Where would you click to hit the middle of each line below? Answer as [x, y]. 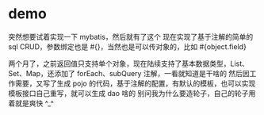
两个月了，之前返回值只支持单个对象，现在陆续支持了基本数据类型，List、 [129, 63]
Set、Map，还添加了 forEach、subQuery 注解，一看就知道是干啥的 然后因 [129, 73]
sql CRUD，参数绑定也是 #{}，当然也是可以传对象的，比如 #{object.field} [128, 46]
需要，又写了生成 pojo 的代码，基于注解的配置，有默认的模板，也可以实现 [135, 83]
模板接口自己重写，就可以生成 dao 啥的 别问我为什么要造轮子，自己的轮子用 [132, 93]
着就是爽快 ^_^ [31, 103]
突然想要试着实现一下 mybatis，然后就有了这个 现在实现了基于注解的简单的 [131, 36]
